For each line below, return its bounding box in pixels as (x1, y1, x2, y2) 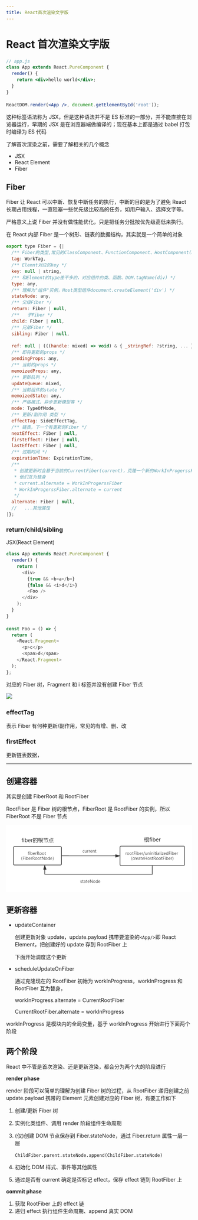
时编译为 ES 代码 (6, 128, 47, 135)
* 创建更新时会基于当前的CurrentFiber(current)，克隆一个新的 (14, 467, 154, 474)
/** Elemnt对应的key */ (11, 262, 67, 268)
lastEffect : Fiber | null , (11, 443, 78, 449)
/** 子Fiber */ (11, 312, 53, 318)
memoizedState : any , (11, 393, 62, 399)
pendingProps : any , (11, 356, 60, 362)
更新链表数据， (6, 751, 42, 759)
